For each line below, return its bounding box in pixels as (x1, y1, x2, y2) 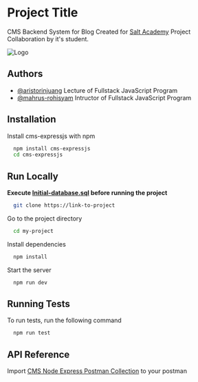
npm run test (13, 330, 51, 337)
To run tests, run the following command (7, 316, 122, 324)
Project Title (7, 5, 78, 21)
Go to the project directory (7, 214, 82, 223)
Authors (7, 68, 43, 80)
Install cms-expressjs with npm (7, 132, 96, 140)
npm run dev (13, 279, 48, 286)
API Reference (7, 348, 70, 360)
